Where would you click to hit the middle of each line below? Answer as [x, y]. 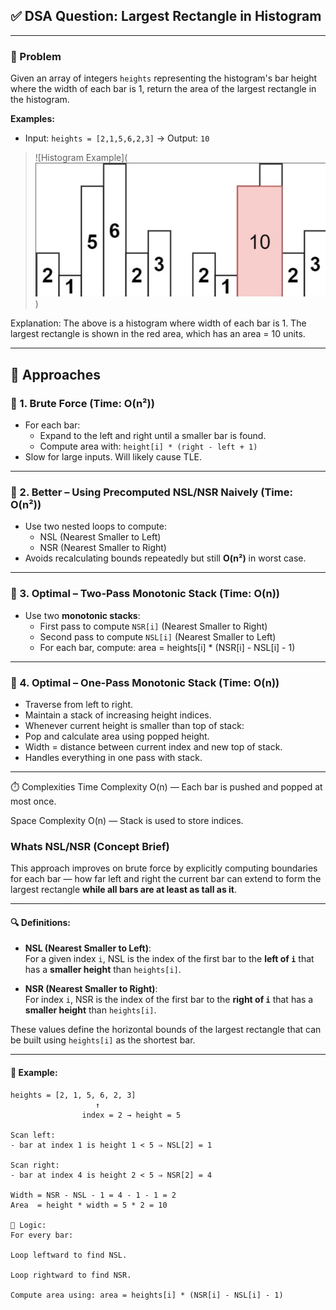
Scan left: [33, 1135]
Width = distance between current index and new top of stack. [153, 746]
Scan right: [35, 1165]
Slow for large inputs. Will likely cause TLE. [113, 457]
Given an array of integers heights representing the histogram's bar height [164, 78]
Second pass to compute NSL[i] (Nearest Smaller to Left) [158, 636]
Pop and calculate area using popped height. [117, 736]
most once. [33, 801]
